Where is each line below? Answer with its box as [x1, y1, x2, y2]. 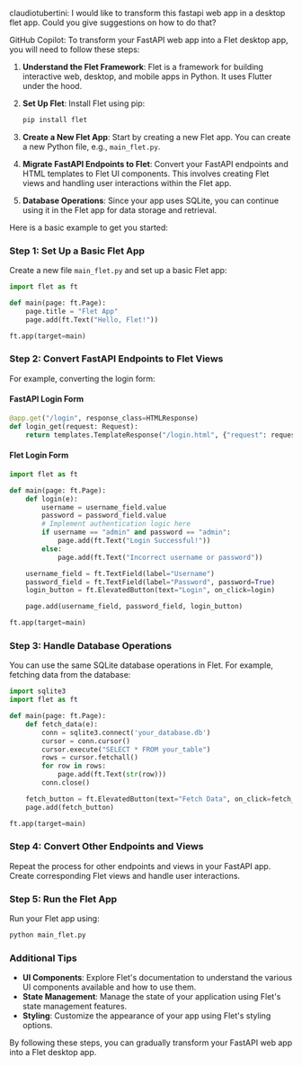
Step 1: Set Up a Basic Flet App [9, 244, 146, 257]
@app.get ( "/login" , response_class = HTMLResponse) [9, 413, 200, 423]
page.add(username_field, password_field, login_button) [25, 602, 244, 611]
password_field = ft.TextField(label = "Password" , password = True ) [25, 577, 276, 587]
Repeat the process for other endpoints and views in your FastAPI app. [9, 860, 271, 871]
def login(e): [25, 494, 78, 503]
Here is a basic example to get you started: [9, 222, 169, 233]
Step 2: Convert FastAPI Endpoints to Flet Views [9, 352, 224, 365]
